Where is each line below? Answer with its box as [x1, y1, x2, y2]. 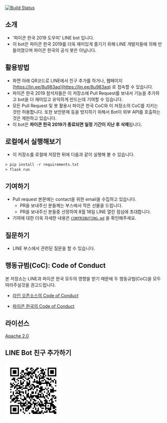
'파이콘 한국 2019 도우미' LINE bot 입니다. [12, 35, 95, 41]
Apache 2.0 [5, 333, 29, 339]
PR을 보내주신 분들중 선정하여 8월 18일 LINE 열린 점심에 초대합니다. [19, 209, 151, 215]
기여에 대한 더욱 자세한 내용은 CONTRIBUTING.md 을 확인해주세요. [12, 215, 137, 221]
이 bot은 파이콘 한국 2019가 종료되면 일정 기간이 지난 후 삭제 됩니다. [12, 121, 143, 127]
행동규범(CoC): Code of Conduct [5, 261, 106, 270]
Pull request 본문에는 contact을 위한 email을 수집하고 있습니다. [12, 196, 137, 202]
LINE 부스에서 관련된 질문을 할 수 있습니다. [12, 245, 96, 251]
